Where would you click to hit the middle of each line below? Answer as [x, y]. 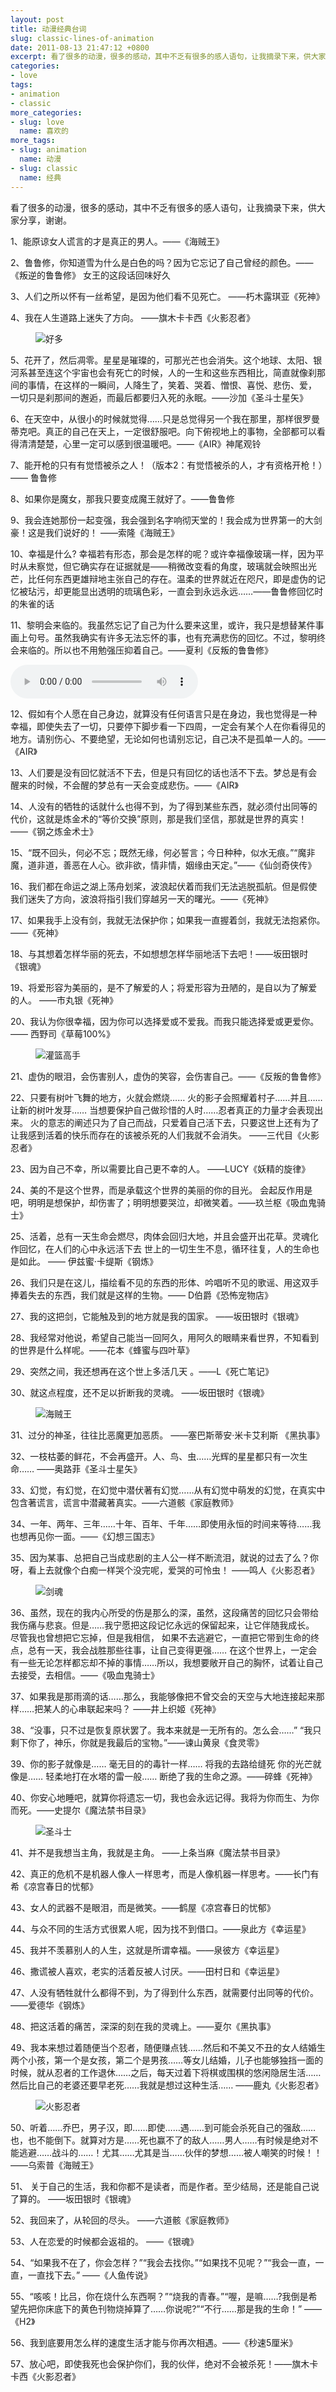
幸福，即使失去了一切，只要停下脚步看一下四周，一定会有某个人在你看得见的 [168, 726]
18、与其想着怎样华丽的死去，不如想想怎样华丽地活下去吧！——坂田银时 [159, 953]
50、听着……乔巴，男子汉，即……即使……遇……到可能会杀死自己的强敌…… [163, 2127]
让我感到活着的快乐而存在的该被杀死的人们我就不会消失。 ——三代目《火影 [165, 1135]
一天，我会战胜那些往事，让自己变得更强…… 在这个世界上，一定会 [181, 1650]
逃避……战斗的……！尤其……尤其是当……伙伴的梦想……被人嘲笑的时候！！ [170, 2152]
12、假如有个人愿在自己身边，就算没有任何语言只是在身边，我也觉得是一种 [164, 713]
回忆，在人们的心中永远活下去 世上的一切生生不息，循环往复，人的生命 [164, 1248]
